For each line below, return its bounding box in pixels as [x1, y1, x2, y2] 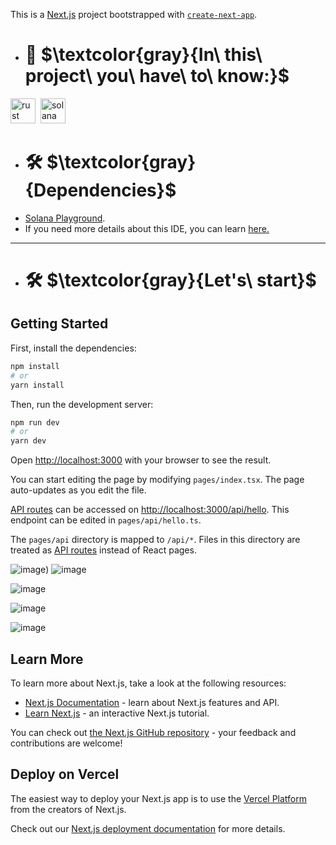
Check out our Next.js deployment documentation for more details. [10, 822, 286, 834]
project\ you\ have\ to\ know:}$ [24, 65, 290, 88]
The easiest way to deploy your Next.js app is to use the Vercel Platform [10, 792, 308, 804]
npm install [10, 361, 60, 371]
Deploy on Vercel [10, 766, 120, 783]
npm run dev [10, 417, 60, 428]
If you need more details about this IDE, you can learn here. [24, 222, 270, 234]
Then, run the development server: [10, 398, 154, 410]
